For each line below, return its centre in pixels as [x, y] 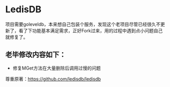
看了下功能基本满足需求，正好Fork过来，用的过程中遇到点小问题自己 [91, 30]
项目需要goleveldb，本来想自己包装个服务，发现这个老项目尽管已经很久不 [83, 24]
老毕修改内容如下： [36, 55]
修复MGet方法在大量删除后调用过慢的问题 [57, 68]
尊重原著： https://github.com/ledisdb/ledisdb [53, 79]
